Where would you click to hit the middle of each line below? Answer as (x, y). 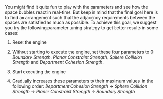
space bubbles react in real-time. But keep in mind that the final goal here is (81, 12)
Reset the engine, (30, 42)
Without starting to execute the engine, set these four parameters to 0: (83, 52)
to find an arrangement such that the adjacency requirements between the (80, 17)
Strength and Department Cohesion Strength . (58, 62)
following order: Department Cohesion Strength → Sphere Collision (80, 86)
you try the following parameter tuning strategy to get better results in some (81, 28)
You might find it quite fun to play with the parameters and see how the (77, 7)
